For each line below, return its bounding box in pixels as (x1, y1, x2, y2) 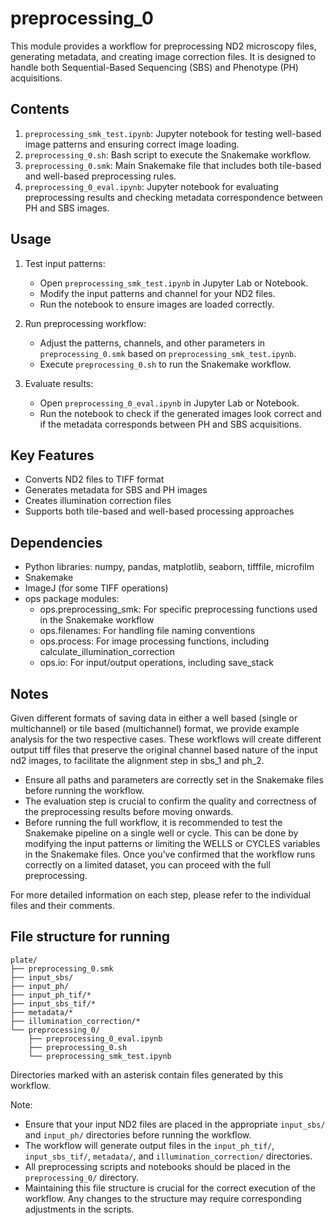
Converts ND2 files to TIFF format (24, 473, 165, 486)
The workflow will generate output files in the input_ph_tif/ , (24, 1139, 275, 1151)
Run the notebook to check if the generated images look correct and (39, 407, 322, 419)
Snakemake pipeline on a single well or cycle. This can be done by (24, 827, 299, 839)
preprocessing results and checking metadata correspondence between (24, 191, 323, 203)
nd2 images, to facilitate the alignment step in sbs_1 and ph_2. (10, 755, 265, 766)
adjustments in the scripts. (24, 1203, 135, 1215)
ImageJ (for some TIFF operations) (24, 582, 169, 594)
